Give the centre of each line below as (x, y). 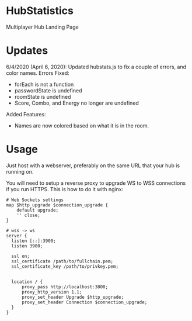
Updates (27, 51)
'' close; (29, 215)
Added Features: (26, 114)
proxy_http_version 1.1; (52, 292)
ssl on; (21, 256)
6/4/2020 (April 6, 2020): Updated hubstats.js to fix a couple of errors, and (96, 67)
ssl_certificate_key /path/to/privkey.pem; (65, 266)
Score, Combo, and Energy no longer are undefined (76, 103)
